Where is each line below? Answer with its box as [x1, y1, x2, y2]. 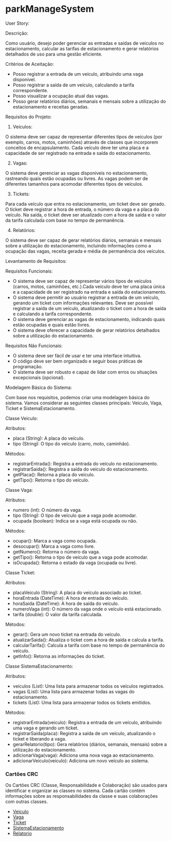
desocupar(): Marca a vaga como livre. [12, 543, 95, 549]
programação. [12, 363, 43, 369]
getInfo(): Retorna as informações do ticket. [12, 653, 105, 659]
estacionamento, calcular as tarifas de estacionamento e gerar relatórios [5, 45, 159, 51]
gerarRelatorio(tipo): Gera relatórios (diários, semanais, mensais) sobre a [12, 741, 167, 747]
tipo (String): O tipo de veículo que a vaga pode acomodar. [12, 512, 137, 518]
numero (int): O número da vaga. [12, 507, 82, 513]
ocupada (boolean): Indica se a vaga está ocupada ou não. [12, 517, 138, 524]
